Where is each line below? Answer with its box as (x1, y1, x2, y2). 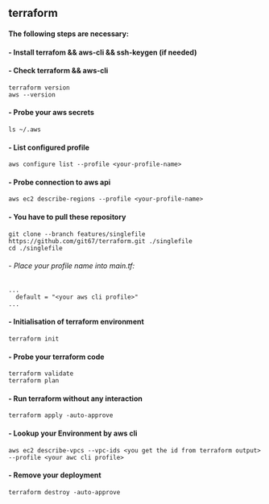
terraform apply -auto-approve (8, 411, 114, 419)
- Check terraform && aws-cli (8, 66, 109, 76)
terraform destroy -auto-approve (8, 488, 121, 496)
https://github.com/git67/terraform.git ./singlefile (8, 237, 193, 245)
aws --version (8, 90, 56, 99)
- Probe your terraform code (8, 352, 105, 361)
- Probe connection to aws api (8, 177, 111, 187)
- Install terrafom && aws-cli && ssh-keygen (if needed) (8, 48, 197, 57)
